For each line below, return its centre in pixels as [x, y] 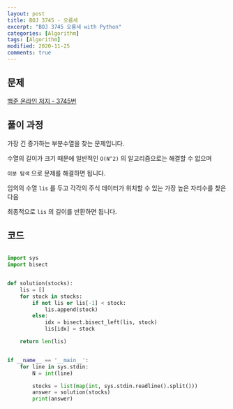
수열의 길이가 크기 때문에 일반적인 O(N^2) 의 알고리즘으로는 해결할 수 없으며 [110, 158]
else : [40, 316]
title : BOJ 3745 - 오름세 [43, 20]
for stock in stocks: [51, 296]
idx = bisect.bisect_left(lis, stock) [101, 322]
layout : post [26, 14]
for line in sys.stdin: [54, 367]
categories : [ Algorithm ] [43, 33]
